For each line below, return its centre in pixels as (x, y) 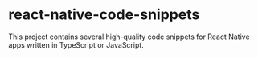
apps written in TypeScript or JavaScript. (76, 44)
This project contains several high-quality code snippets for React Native (129, 37)
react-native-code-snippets (104, 15)
